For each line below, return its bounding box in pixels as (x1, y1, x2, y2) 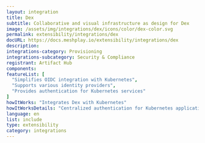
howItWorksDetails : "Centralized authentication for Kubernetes (6, 105, 173, 111)
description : (6, 43, 40, 49)
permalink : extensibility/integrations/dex (6, 32, 119, 38)
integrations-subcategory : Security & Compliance (6, 54, 135, 60)
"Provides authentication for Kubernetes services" (12, 88, 146, 94)
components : (6, 65, 37, 72)
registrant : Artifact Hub (6, 60, 72, 66)
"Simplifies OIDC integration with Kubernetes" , (12, 77, 138, 83)
